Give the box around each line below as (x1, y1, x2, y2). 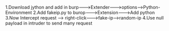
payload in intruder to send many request (5, 20, 93, 26)
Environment (5, 9, 32, 15)
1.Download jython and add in (5, 4, 68, 10)
